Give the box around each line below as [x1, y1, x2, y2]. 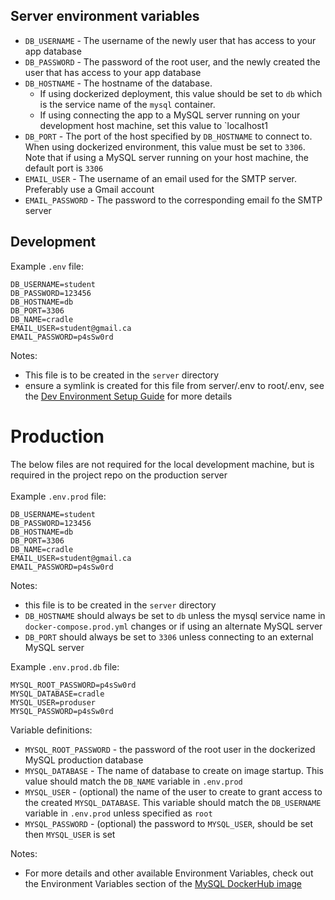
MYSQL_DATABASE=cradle [10, 689, 105, 699]
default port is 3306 [24, 162, 104, 174]
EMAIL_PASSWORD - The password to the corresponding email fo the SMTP [24, 194, 323, 206]
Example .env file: [10, 260, 84, 272]
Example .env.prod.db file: [10, 660, 120, 673]
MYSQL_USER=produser [10, 697, 97, 708]
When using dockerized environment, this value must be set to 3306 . [24, 140, 306, 153]
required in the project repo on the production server [10, 469, 228, 481]
